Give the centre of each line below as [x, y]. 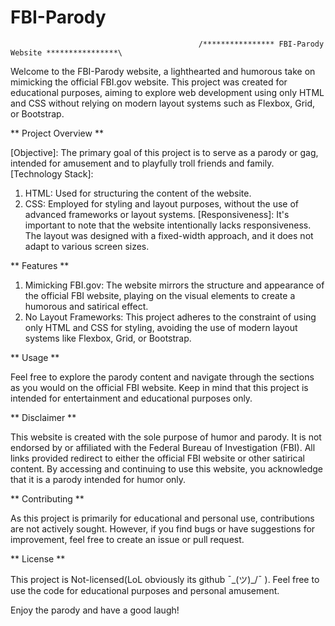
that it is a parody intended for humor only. [98, 479]
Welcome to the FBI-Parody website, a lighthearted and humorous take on [163, 71]
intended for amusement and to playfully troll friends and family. [142, 163]
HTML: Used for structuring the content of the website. [138, 193]
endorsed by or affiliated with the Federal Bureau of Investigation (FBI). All [163, 447]
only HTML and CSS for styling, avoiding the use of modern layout [161, 327]
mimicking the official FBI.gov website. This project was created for [149, 82]
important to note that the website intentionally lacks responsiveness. [168, 225]
